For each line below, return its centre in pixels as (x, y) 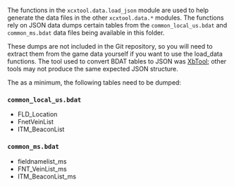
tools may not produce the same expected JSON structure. (93, 69)
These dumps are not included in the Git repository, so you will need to (110, 46)
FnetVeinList (36, 122)
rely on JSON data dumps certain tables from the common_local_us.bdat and (117, 25)
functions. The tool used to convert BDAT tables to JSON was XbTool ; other (117, 61)
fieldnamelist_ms (42, 161)
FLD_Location (37, 114)
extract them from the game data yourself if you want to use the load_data (115, 54)
